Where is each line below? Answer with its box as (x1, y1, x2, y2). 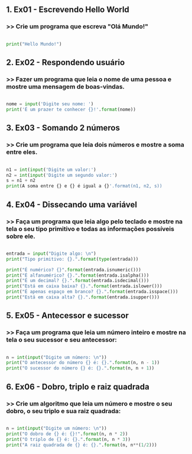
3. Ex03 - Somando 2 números (6, 123, 120, 133)
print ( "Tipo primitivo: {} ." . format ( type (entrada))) (6, 256, 139, 262)
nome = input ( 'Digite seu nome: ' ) (6, 101, 94, 107)
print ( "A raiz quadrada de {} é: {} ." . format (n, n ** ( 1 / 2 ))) (6, 442, 158, 448)
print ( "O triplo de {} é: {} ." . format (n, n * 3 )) (6, 436, 131, 442)
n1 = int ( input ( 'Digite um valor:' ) (6, 167, 96, 173)
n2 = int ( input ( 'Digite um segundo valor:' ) (6, 172, 118, 178)
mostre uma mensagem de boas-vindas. (6, 82, 125, 90)
